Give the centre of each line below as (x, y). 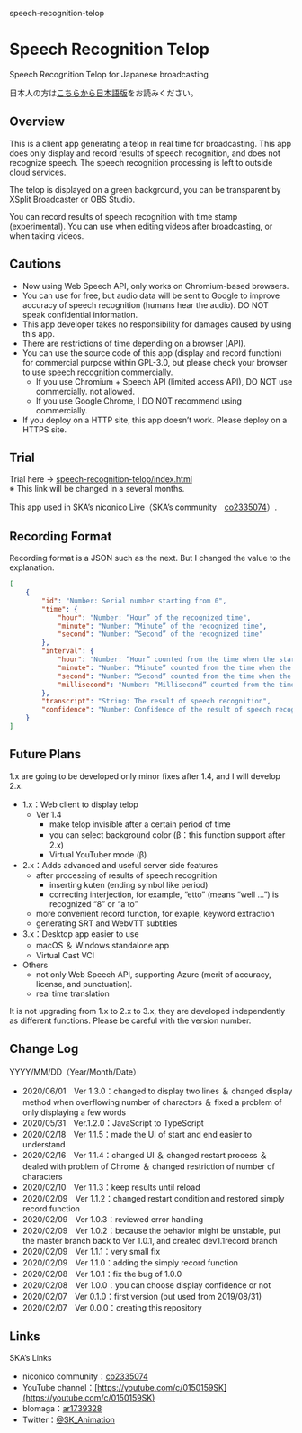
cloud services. (38, 172)
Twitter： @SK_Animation (68, 1420)
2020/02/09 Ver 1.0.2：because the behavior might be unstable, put (151, 1230)
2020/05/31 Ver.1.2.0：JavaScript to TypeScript (113, 1123)
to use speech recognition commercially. (98, 372)
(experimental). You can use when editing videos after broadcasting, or (141, 226)
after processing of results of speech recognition (126, 875)
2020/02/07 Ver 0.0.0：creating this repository (112, 1307)
